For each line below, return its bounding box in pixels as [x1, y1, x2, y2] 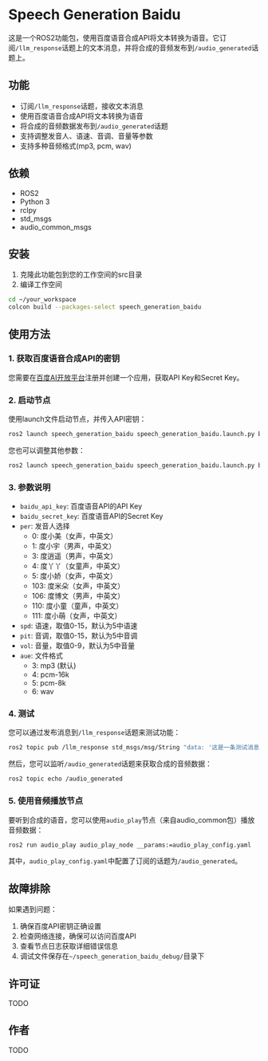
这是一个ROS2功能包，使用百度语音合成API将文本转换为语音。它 [8, 33, 220, 42]
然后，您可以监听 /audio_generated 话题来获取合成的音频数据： [8, 759, 213, 768]
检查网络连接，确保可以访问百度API [19, 931, 137, 941]
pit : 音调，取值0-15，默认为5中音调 [19, 631, 138, 641]
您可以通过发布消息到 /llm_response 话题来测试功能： [8, 728, 181, 737]
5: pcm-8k [31, 678, 66, 688]
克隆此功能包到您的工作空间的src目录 [19, 269, 143, 280]
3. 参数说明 [8, 481, 51, 493]
